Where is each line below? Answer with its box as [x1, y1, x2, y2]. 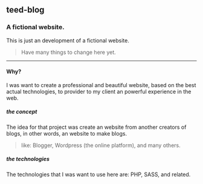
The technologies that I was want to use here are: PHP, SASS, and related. [6, 171, 191, 178]
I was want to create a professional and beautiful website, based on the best [6, 81, 196, 88]
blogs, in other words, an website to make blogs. [6, 130, 127, 137]
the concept [6, 108, 37, 116]
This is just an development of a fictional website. [6, 36, 130, 44]
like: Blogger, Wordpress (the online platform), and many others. [21, 142, 181, 149]
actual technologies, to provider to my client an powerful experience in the [6, 88, 192, 95]
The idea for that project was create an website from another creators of [6, 123, 187, 131]
